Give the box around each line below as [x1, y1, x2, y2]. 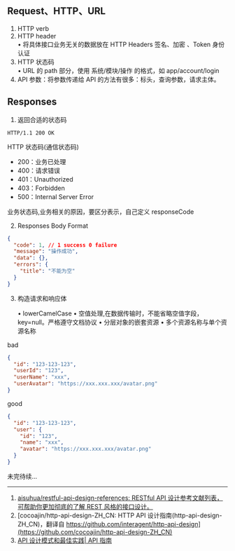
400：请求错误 [17, 166, 61, 175]
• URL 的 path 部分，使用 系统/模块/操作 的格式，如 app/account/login [17, 66, 220, 74]
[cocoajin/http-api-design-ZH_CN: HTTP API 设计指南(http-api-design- [17, 511, 222, 519]
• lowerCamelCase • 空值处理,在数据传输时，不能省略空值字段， [17, 309, 204, 318]
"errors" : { [13, 261, 49, 268]
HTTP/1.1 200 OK [7, 129, 55, 137]
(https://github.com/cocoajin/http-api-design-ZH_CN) [17, 527, 173, 536]
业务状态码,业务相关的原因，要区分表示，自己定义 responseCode [7, 208, 194, 216]
